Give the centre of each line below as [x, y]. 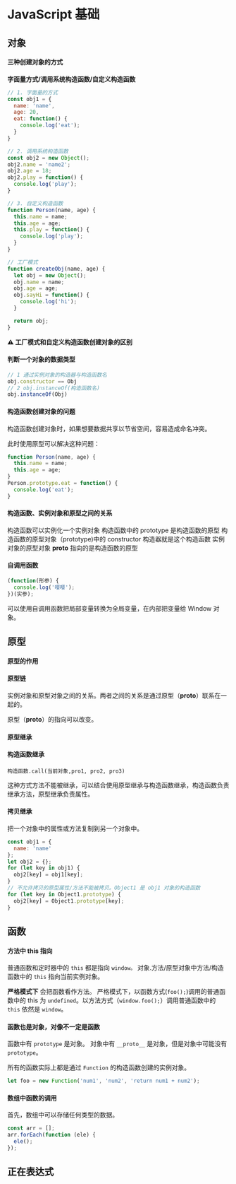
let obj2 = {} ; [30, 862]
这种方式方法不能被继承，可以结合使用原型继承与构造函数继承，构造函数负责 [118, 785]
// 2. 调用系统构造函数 [38, 151]
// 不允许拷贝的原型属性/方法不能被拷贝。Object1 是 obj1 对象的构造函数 [104, 888]
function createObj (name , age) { [56, 269]
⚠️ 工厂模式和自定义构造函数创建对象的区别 [70, 342]
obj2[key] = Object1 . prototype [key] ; [69, 901]
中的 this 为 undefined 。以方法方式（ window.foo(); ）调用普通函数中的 [114, 1000]
